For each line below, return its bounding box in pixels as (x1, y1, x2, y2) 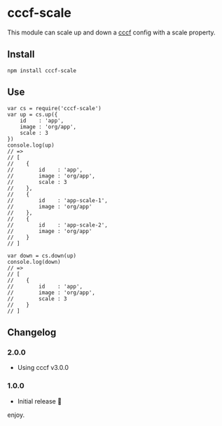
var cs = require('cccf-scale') (7, 105, 102, 112)
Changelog (7, 326, 57, 338)
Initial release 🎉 (17, 397, 62, 405)
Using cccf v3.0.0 (17, 364, 69, 372)
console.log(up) (7, 142, 55, 149)
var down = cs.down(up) (7, 252, 77, 259)
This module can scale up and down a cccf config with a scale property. (7, 28, 216, 36)
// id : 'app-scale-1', (7, 197, 109, 204)
